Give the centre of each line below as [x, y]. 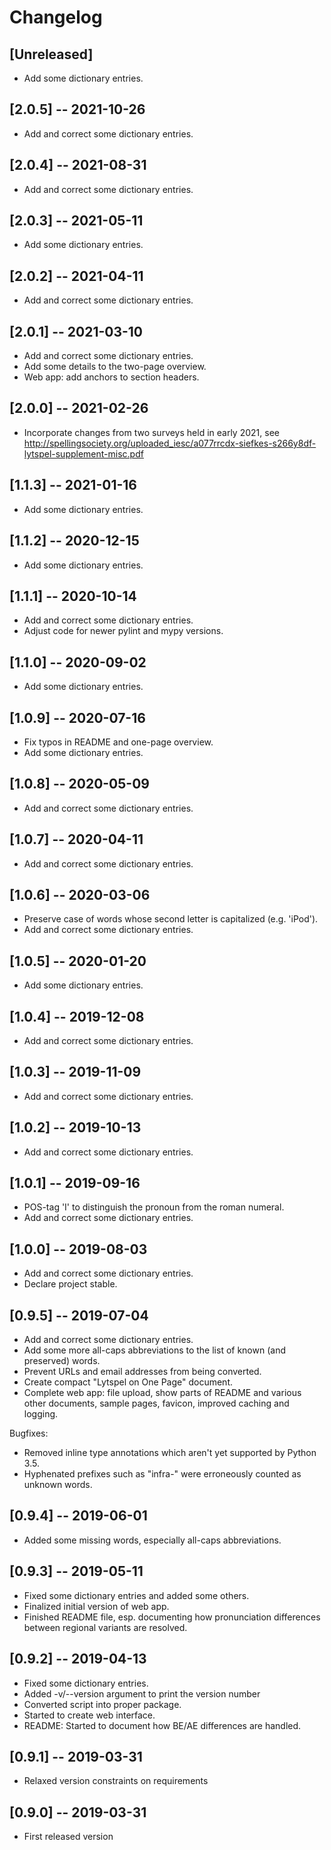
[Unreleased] [51, 54]
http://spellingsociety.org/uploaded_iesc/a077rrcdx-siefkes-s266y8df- [170, 443]
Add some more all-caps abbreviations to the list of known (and [154, 1350]
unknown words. [58, 1485]
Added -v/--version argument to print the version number [142, 1693]
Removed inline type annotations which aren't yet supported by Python [170, 1453]
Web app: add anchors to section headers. [111, 377]
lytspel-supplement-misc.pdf [83, 453]
